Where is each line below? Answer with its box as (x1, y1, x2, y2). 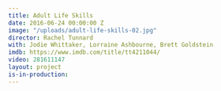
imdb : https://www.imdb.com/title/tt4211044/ (8, 48, 160, 56)
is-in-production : (8, 70, 69, 78)
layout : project (8, 63, 62, 71)
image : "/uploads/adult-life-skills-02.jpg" (8, 26, 157, 34)
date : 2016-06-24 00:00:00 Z (8, 19, 104, 27)
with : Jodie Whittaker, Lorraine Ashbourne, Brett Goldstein (8, 41, 214, 49)
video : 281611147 (8, 56, 66, 64)
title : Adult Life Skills (8, 11, 93, 20)
